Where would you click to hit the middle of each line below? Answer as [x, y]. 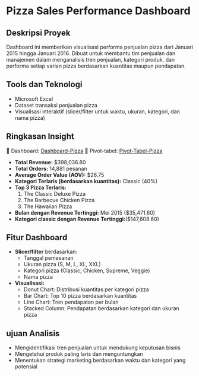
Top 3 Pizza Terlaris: [40, 187]
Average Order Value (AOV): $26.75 [59, 175]
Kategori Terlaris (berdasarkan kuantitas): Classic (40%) [86, 181]
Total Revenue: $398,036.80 [50, 162]
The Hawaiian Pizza [48, 206]
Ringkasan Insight [40, 137]
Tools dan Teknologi [44, 85]
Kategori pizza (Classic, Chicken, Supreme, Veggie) [87, 270]
